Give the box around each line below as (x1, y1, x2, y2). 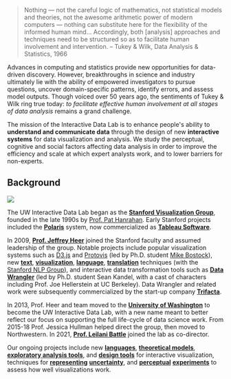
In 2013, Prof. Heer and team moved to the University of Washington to (7, 300, 210, 309)
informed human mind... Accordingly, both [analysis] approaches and (23, 28, 221, 36)
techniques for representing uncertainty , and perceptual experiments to (7, 358, 217, 366)
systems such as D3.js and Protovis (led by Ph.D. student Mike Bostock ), (7, 251, 213, 259)
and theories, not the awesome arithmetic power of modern (23, 13, 193, 21)
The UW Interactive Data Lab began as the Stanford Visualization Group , (7, 208, 216, 216)
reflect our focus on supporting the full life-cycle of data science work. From (7, 315, 224, 323)
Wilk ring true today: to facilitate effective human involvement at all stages (7, 100, 219, 107)
